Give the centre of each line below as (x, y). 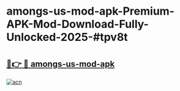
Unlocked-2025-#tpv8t (67, 37)
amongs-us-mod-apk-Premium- (90, 11)
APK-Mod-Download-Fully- (77, 24)
